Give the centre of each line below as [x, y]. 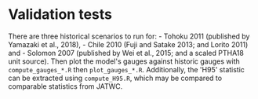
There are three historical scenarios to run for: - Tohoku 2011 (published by [129, 36]
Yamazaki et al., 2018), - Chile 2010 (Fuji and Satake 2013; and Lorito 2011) [128, 44]
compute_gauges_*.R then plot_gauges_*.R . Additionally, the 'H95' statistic [127, 69]
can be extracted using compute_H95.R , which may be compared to [115, 78]
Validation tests [60, 15]
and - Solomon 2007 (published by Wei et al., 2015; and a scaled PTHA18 [126, 53]
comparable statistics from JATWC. [65, 86]
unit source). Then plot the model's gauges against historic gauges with [124, 61]
